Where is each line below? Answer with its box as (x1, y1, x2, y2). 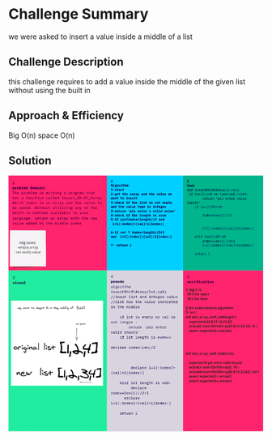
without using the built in (8, 85, 91, 95)
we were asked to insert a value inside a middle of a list (8, 32, 193, 41)
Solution (8, 153, 52, 167)
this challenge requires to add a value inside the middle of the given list (8, 76, 246, 86)
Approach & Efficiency (8, 109, 124, 122)
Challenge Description (8, 55, 124, 69)
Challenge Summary (8, 5, 149, 23)
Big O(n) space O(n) (8, 130, 75, 140)
